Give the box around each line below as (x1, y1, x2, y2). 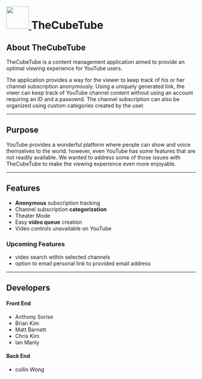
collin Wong (14, 366, 44, 373)
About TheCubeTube (6, 42, 86, 52)
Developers (6, 283, 50, 293)
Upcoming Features (6, 239, 65, 248)
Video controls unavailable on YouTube (14, 224, 112, 232)
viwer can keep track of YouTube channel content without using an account (6, 89, 194, 96)
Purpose (6, 125, 39, 135)
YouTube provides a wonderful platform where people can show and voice (6, 141, 191, 148)
